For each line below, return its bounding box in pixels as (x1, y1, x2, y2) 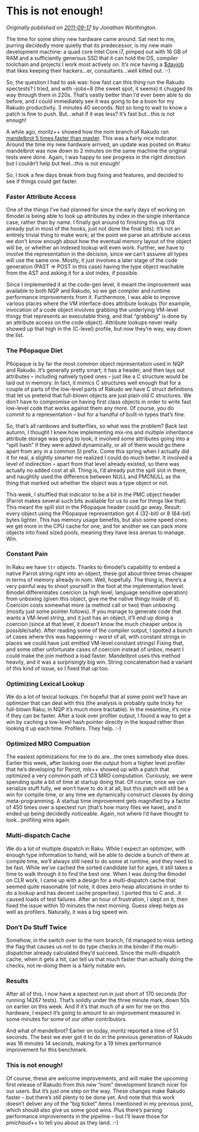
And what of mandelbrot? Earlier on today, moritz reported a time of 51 (6, 1027, 179, 1034)
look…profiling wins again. (6, 816, 71, 823)
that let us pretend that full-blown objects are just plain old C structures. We (6, 391, 192, 399)
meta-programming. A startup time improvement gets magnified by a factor (6, 797, 191, 805)
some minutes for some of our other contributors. (6, 1016, 128, 1023)
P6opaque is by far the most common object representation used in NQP (6, 360, 184, 367)
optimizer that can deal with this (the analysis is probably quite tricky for (6, 699, 183, 707)
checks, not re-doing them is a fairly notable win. (6, 962, 127, 969)
